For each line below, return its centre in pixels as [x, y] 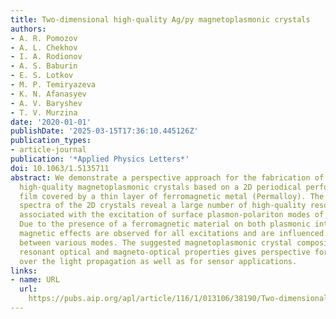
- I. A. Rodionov [46, 57]
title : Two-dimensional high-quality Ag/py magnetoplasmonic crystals [160, 19]
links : [24, 271]
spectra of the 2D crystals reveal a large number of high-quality [163, 206]
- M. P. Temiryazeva [53, 85]
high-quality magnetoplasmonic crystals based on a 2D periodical [160, 187]
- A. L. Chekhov [44, 47]
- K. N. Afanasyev [48, 94]
